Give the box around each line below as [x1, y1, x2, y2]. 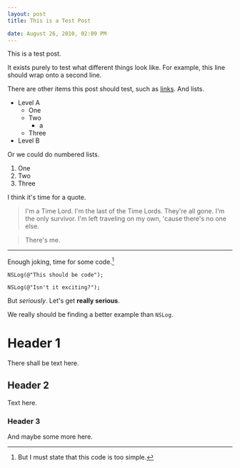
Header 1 [7, 335, 61, 352]
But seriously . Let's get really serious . [7, 297, 120, 305]
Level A [17, 98, 41, 107]
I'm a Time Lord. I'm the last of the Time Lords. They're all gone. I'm [24, 207, 225, 215]
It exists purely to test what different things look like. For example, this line [7, 63, 226, 72]
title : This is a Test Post [7, 17, 91, 24]
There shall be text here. [7, 358, 79, 367]
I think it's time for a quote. [7, 193, 86, 202]
